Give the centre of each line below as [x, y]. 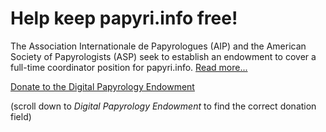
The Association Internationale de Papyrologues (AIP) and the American [158, 46]
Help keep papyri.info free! [124, 18]
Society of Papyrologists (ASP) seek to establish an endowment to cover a [163, 56]
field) [21, 116]
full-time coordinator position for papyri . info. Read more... [129, 67]
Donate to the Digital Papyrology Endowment [102, 86]
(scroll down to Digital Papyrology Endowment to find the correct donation [163, 106]
